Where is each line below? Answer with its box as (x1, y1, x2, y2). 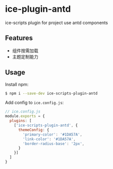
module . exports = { (5, 114, 45, 119)
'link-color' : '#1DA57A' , (23, 137, 76, 141)
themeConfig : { (18, 127, 50, 132)
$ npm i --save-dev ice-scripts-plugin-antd (5, 91, 98, 96)
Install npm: (5, 81, 28, 87)
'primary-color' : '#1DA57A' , (23, 132, 83, 137)
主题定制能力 (12, 54, 38, 59)
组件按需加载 (12, 48, 38, 54)
